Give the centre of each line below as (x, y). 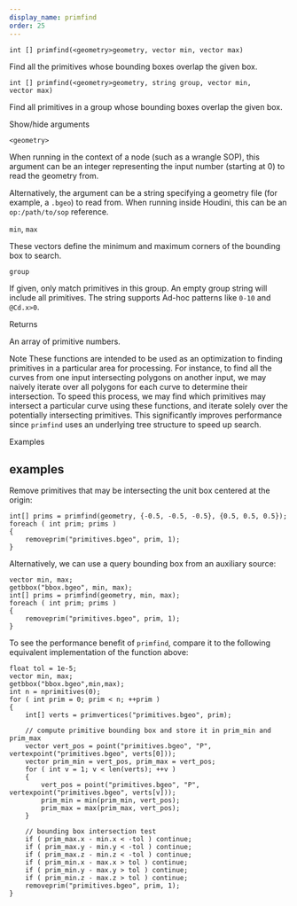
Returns (23, 324)
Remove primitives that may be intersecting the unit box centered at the (140, 491)
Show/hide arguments (50, 124)
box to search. (35, 255)
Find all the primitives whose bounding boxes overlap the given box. (133, 66)
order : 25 (27, 26)
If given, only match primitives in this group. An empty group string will (138, 288)
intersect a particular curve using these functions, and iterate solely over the (148, 405)
